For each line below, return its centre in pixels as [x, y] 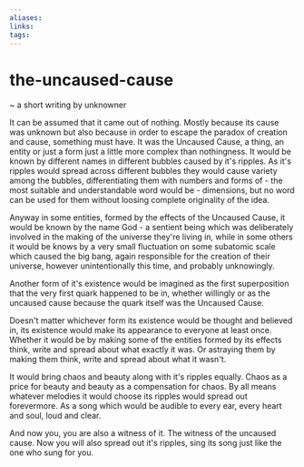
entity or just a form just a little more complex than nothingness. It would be [151, 152]
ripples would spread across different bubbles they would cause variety [144, 171]
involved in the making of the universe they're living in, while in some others [151, 237]
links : [22, 26]
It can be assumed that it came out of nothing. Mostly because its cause [144, 123]
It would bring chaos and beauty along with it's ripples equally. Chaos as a [148, 377]
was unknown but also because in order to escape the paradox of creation [149, 132]
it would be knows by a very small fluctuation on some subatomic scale [142, 247]
